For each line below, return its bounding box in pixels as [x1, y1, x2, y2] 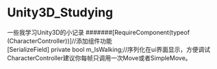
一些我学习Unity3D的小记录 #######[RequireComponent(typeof [7, 28, 190, 36]
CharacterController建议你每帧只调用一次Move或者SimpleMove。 [7, 53, 192, 62]
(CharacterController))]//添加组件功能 [7, 36, 113, 45]
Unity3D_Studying [7, 5, 114, 20]
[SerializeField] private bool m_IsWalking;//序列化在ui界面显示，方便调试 [7, 45, 211, 53]
